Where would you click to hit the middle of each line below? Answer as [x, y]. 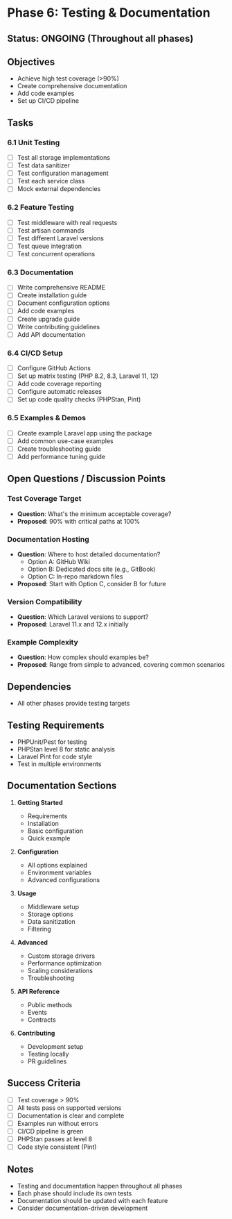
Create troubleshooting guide [59, 449]
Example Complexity [43, 642]
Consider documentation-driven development [82, 1208]
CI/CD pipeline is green [50, 1131]
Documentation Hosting [48, 539]
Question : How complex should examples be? [83, 657]
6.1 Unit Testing [34, 142]
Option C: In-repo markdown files [75, 576]
